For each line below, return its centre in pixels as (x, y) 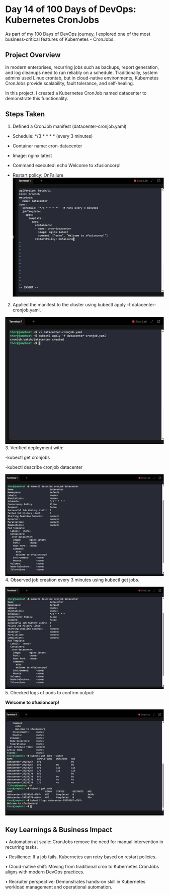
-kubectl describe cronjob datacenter (44, 467)
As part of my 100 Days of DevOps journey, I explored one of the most (78, 34)
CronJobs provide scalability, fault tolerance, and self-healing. (70, 83)
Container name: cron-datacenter (47, 146)
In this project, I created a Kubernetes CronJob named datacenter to (76, 93)
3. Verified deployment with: (34, 448)
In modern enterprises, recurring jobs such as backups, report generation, (82, 67)
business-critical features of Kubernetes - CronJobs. (60, 39)
